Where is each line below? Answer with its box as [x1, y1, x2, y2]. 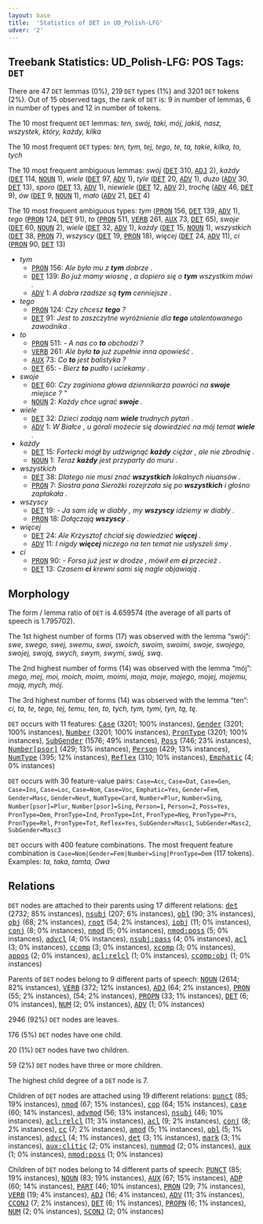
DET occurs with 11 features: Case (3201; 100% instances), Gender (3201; [8, 719, 244, 728]
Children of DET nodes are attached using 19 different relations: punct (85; [8, 1091, 249, 1100]
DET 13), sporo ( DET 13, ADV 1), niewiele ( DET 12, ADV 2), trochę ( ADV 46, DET [8, 183, 254, 192]
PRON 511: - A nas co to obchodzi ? [31, 338, 144, 348]
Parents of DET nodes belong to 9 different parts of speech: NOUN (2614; [8, 974, 239, 984]
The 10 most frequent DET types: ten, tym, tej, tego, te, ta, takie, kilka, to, [8, 142, 242, 152]
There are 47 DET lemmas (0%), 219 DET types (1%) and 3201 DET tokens [8, 87, 239, 96]
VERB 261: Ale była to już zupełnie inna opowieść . [31, 347, 194, 357]
